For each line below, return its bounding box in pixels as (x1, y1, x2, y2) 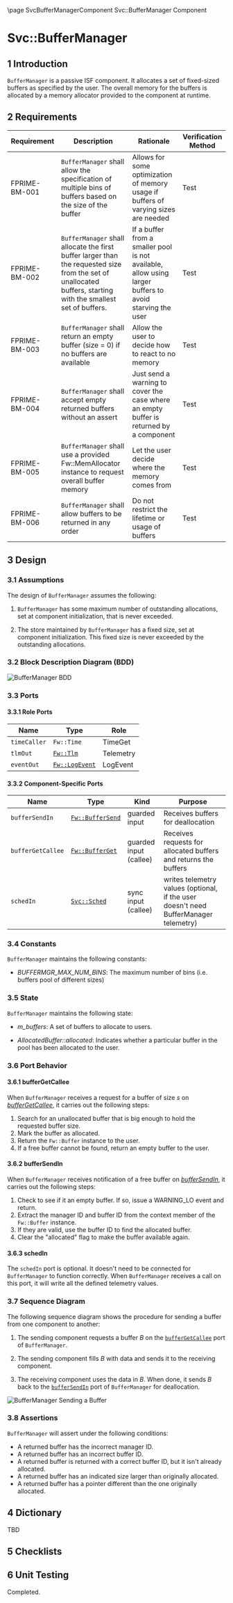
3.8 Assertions (7, 1413, 58, 1423)
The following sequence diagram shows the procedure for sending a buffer (7, 1312, 222, 1321)
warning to (132, 377, 168, 387)
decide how (132, 340, 171, 350)
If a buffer (132, 224, 164, 234)
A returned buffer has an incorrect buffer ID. (17, 1450, 144, 1458)
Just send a (132, 369, 171, 378)
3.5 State (7, 993, 39, 1003)
